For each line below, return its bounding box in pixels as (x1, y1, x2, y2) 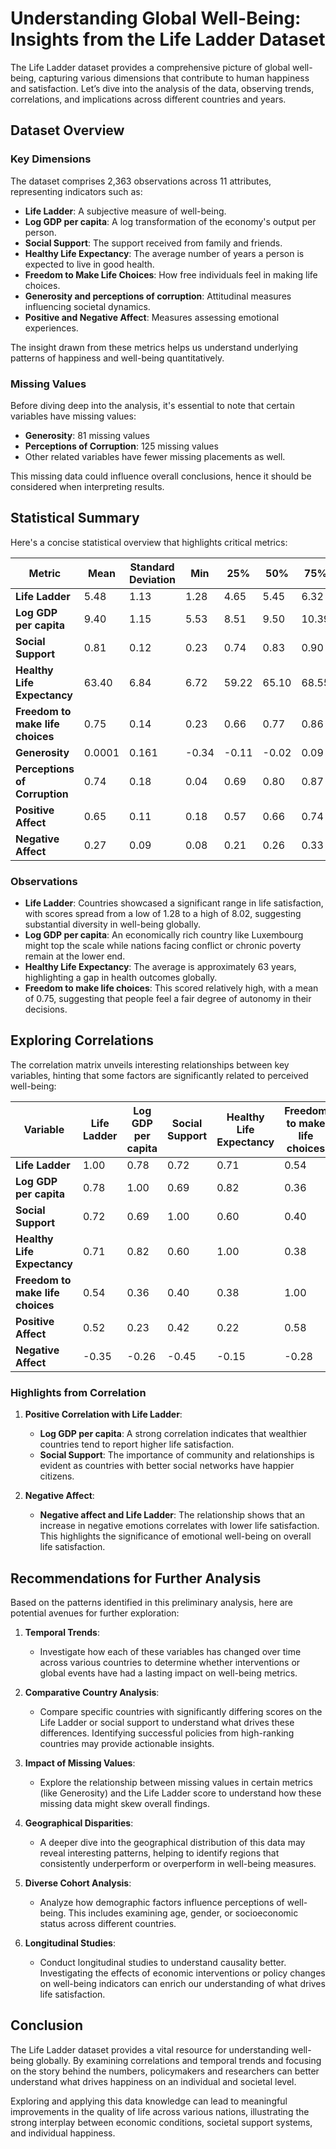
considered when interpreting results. (10, 480, 165, 492)
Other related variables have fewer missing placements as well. (24, 450, 286, 462)
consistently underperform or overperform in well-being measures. (39, 1857, 317, 1869)
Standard (129, 560, 175, 574)
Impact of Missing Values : (24, 1757, 136, 1769)
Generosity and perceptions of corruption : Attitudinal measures (24, 290, 292, 302)
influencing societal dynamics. (24, 300, 151, 312)
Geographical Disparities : (24, 1817, 134, 1829)
